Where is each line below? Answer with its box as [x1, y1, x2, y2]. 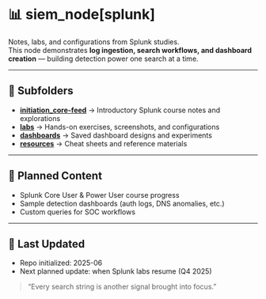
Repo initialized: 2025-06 [19, 258, 103, 268]
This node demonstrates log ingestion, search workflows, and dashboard [8, 45, 252, 55]
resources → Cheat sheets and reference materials [19, 138, 188, 148]
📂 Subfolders [8, 84, 74, 98]
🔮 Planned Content [8, 169, 103, 183]
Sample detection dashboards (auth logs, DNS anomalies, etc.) [19, 199, 225, 208]
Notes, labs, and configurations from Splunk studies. [8, 36, 180, 47]
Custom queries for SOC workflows [19, 206, 136, 217]
